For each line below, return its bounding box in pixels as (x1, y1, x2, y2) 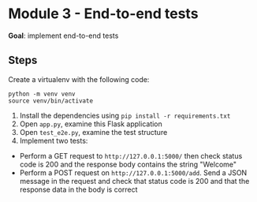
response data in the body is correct (19, 185, 138, 194)
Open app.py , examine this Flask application (19, 119, 163, 129)
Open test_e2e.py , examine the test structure (19, 127, 168, 137)
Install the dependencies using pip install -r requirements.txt (19, 110, 231, 120)
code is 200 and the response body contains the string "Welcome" (19, 159, 237, 169)
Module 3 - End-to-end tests (8, 5, 199, 23)
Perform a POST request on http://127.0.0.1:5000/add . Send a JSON (19, 167, 248, 178)
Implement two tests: (19, 136, 88, 145)
